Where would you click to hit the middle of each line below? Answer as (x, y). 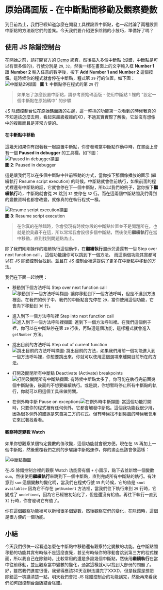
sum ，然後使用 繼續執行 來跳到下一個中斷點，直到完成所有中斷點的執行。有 (78, 476)
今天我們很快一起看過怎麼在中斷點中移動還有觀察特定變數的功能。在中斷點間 (81, 546)
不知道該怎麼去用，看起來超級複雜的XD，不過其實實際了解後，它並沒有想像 (80, 117)
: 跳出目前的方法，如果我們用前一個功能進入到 (110, 351)
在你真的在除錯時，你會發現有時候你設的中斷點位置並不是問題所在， (85, 226)
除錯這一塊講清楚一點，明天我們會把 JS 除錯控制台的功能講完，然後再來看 (79, 576)
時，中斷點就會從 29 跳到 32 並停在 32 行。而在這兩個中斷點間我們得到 (87, 193)
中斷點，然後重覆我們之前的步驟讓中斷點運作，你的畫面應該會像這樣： (79, 450)
